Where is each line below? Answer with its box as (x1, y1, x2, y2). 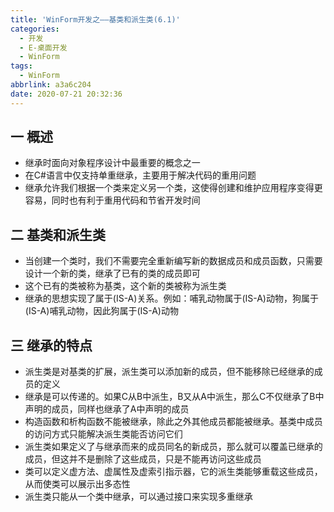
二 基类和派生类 (10, 226, 106, 243)
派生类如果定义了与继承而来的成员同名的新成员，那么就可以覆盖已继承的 (24, 441, 323, 453)
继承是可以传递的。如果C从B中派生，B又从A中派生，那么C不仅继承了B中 (24, 391, 325, 403)
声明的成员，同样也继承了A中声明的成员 (24, 403, 190, 415)
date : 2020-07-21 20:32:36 (10, 89, 123, 99)
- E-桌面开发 (19, 42, 68, 53)
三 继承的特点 (10, 337, 93, 354)
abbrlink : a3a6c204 (10, 80, 92, 90)
